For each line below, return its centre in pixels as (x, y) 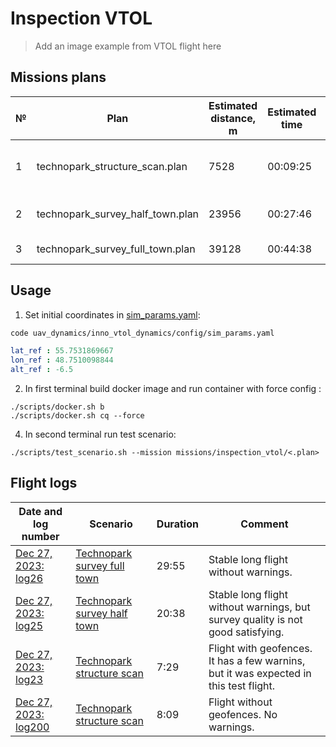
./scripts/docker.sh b (57, 407)
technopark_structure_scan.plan (112, 166)
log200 (32, 727)
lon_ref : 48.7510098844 (62, 360)
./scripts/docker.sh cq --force (77, 416)
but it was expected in (260, 673)
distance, (233, 118)
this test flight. (242, 685)
